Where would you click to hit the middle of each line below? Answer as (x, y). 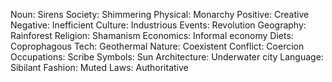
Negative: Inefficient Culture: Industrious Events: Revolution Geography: (158, 25)
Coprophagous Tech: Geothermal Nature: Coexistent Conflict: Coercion (157, 46)
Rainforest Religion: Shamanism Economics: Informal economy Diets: (152, 35)
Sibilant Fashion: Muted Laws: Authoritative (99, 67)
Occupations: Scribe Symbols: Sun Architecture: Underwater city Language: (167, 57)
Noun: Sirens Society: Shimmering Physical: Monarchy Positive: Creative (160, 14)
